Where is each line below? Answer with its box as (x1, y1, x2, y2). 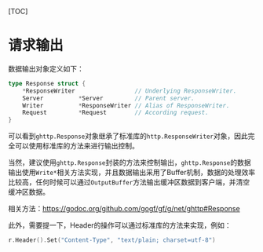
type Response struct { (8, 79, 86, 87)
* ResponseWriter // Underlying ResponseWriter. (22, 86, 237, 95)
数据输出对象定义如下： (8, 64, 84, 73)
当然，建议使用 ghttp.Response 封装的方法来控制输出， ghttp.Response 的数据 (8, 158, 251, 167)
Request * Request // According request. (22, 109, 210, 117)
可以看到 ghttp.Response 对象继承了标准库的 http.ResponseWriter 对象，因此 (8, 131, 249, 141)
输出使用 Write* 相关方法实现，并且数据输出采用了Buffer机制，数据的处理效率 (8, 168, 256, 177)
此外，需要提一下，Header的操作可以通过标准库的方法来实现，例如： (8, 221, 232, 230)
